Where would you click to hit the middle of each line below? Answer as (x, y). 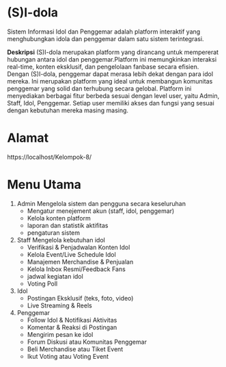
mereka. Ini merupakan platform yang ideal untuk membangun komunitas (110, 81)
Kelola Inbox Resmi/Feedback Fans (76, 269)
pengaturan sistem (54, 232)
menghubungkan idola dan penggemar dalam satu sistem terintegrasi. (105, 38)
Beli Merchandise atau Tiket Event (75, 349)
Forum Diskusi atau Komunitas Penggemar (87, 342)
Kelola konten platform (59, 218)
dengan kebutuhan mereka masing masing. (68, 110)
